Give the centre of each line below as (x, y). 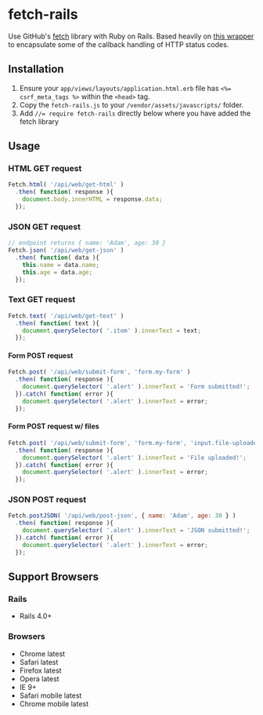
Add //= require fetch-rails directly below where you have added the (135, 113)
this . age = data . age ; (57, 272)
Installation (36, 69)
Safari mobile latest (50, 695)
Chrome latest (42, 654)
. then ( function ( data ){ (58, 257)
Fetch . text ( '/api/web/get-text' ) (66, 316)
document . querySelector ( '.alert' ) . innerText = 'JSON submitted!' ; (136, 531)
